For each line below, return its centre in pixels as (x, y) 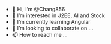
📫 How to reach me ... (40, 35)
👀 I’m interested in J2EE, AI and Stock (58, 15)
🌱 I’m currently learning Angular (51, 22)
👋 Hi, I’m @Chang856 (38, 9)
